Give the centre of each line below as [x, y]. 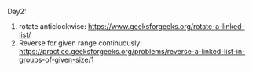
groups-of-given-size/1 [56, 59]
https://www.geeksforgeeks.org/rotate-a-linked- [167, 26]
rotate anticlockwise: [53, 26]
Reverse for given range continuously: [81, 43]
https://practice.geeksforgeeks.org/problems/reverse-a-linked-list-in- [132, 51]
